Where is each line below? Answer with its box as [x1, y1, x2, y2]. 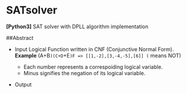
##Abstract [6, 34, 34, 41]
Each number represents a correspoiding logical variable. [23, 63, 163, 70]
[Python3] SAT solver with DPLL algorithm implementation [6, 23, 149, 30]
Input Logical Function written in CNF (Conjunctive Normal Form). [14, 45, 174, 53]
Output [14, 80, 32, 88]
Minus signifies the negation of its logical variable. [23, 69, 146, 76]
